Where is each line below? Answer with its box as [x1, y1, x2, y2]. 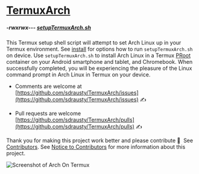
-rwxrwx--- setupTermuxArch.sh [6, 23, 92, 31]
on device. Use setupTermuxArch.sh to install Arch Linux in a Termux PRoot [6, 52, 191, 59]
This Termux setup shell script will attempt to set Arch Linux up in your [6, 39, 182, 46]
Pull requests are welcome [14, 110, 81, 117]
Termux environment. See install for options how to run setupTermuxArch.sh [6, 46, 193, 53]
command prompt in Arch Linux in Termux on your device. [6, 71, 151, 78]
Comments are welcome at [14, 82, 83, 90]
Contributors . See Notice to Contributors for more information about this [6, 143, 186, 151]
